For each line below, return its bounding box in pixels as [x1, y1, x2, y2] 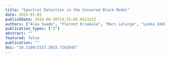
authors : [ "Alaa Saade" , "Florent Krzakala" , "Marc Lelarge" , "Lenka [5, 21, 155, 27]
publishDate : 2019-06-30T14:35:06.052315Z [5, 17, 96, 22]
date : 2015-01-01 [5, 12, 42, 17]
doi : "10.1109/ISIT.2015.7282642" [5, 45, 78, 50]
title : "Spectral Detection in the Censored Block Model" [5, 7, 130, 13]
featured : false [5, 36, 39, 41]
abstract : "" [5, 31, 33, 36]
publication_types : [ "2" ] [5, 26, 60, 31]
